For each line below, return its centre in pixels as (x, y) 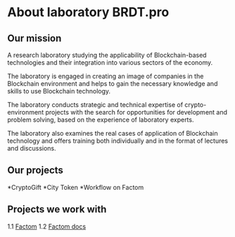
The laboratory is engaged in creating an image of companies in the (106, 76)
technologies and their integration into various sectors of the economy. (110, 63)
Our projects (35, 171)
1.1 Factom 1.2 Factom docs (47, 226)
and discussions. (32, 148)
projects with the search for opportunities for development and (136, 112)
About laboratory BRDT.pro (88, 12)
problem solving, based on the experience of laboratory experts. (101, 120)
